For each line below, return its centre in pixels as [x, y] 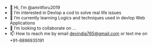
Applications [22, 23]
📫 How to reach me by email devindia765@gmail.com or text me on [78, 33]
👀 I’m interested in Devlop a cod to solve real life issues [65, 13]
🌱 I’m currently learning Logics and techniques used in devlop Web [77, 18]
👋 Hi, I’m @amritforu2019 [35, 8]
